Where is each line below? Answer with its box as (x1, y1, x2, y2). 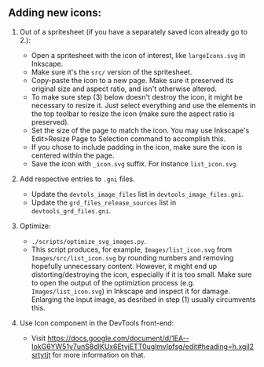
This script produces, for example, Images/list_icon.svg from (31, 245, 233, 254)
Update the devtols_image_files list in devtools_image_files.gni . (31, 189, 244, 198)
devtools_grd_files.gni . (31, 205, 112, 215)
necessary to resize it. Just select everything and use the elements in (31, 100, 256, 110)
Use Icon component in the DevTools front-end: (19, 318, 174, 328)
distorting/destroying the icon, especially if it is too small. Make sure (31, 270, 252, 279)
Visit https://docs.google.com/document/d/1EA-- (31, 333, 190, 343)
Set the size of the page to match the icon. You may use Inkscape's (31, 125, 250, 135)
